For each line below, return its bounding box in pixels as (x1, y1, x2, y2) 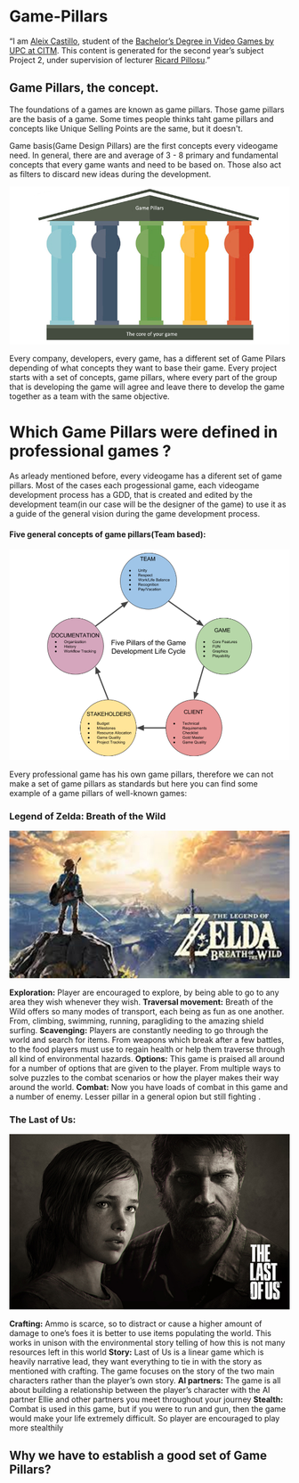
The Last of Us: (9, 1113, 77, 1126)
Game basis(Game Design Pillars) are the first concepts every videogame (9, 140, 279, 151)
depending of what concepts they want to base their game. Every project (9, 363, 278, 373)
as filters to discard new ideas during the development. (9, 168, 212, 179)
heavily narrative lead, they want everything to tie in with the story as (9, 1356, 263, 1366)
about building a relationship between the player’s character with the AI (9, 1384, 271, 1395)
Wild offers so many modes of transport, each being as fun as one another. (9, 1006, 285, 1016)
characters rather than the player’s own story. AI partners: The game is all (9, 1374, 281, 1386)
